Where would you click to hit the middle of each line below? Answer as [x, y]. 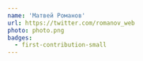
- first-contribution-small [61, 45]
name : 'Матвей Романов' [47, 15]
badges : [20, 38]
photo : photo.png [36, 30]
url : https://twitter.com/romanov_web [71, 23]
